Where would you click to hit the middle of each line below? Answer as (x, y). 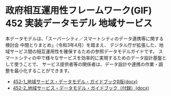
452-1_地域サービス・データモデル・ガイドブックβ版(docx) (75, 81)
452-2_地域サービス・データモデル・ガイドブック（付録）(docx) (81, 88)
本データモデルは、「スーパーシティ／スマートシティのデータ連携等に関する (84, 39)
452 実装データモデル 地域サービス (79, 23)
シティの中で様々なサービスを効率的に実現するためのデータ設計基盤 (90, 57)
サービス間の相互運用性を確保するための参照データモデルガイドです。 (83, 51)
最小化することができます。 (43, 70)
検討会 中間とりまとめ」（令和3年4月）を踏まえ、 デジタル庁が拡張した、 (82, 45)
